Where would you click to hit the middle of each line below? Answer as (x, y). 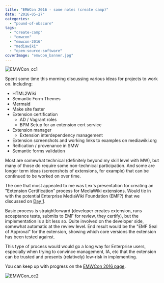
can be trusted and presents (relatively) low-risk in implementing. (71, 257)
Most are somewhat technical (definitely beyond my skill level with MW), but (82, 161)
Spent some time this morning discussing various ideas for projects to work (82, 79)
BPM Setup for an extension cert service (60, 125)
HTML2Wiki (24, 93)
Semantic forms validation (39, 151)
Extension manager (32, 130)
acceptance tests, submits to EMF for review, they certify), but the (72, 216)
